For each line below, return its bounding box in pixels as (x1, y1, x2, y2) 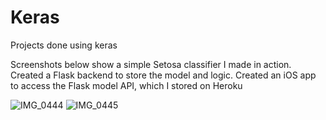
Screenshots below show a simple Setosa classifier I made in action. (10, 58, 292, 70)
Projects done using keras (10, 39, 118, 51)
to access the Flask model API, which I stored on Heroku (10, 79, 243, 91)
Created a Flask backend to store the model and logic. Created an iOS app (10, 69, 317, 81)
